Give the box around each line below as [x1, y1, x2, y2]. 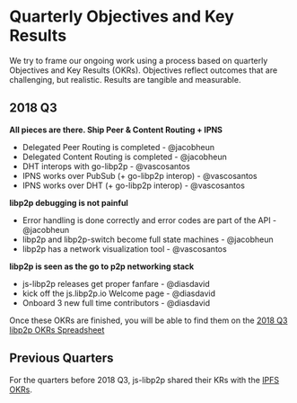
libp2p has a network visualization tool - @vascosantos [22, 243, 227, 254]
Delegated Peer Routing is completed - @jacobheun [22, 141, 215, 152]
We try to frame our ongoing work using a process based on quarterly [9, 55, 268, 66]
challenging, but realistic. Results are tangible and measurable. [9, 74, 241, 85]
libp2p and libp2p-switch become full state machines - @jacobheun [22, 234, 274, 245]
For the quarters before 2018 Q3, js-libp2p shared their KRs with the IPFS [9, 374, 280, 385]
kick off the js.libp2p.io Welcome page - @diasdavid [22, 288, 216, 299]
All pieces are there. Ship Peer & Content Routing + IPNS [9, 124, 223, 135]
